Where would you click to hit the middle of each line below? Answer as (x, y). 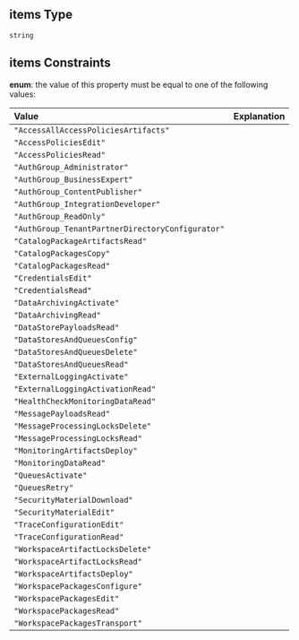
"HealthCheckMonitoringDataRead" (85, 401)
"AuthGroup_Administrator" (71, 167)
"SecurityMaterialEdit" (64, 512)
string (21, 35)
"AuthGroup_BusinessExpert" (73, 179)
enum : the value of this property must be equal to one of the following (139, 84)
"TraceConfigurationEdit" (69, 524)
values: (22, 94)
